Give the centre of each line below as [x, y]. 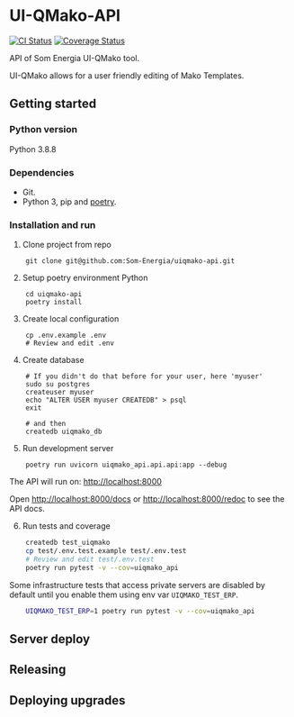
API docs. [27, 509]
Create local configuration [71, 319]
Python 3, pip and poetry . [69, 201]
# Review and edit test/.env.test [90, 559]
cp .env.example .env [66, 336]
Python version [44, 130]
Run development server [68, 449]
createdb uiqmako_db [64, 432]
